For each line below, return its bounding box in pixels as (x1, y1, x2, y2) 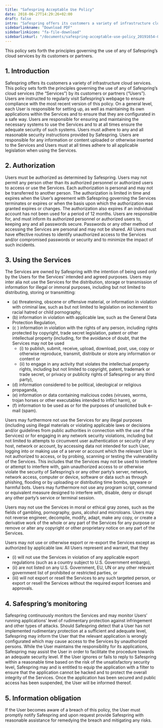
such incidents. (5, 242, 35, 248)
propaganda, (12, 387, 38, 393)
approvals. (12, 586, 33, 591)
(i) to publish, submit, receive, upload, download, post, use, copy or (19, 346, 154, 352)
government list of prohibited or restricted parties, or (12, 570, 118, 576)
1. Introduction (5, 67, 49, 76)
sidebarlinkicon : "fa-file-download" (5, 30, 81, 35)
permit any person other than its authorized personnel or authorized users (5, 179, 153, 185)
